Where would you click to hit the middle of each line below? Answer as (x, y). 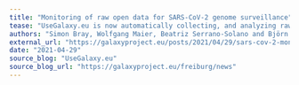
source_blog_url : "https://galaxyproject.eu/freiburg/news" (123, 67)
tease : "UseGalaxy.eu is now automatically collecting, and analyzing (143, 26)
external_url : (36, 42)
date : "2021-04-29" (45, 50)
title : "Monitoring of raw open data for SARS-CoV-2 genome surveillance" (151, 17)
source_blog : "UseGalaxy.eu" (63, 58)
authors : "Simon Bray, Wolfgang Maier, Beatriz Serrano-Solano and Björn (149, 34)
